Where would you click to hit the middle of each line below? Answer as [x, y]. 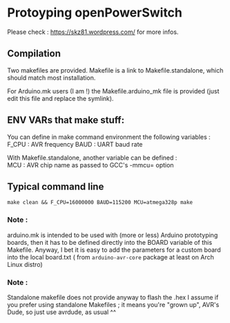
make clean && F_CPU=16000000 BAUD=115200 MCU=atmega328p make [100, 203]
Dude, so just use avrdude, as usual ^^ [61, 312]
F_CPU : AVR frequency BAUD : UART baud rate [75, 144]
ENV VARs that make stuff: [66, 120]
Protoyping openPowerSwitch [95, 13]
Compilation [34, 54]
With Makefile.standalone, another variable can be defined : [92, 158]
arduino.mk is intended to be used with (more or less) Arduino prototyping [113, 235]
